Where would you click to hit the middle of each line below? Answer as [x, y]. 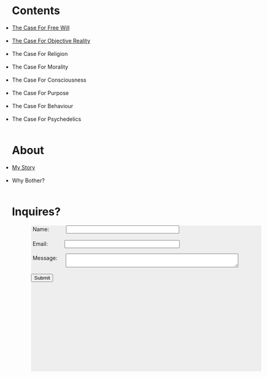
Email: [40, 244]
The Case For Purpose [41, 93]
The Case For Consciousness [49, 80]
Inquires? [36, 212]
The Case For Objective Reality [51, 41]
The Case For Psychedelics [47, 119]
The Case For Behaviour [43, 106]
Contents [36, 11]
